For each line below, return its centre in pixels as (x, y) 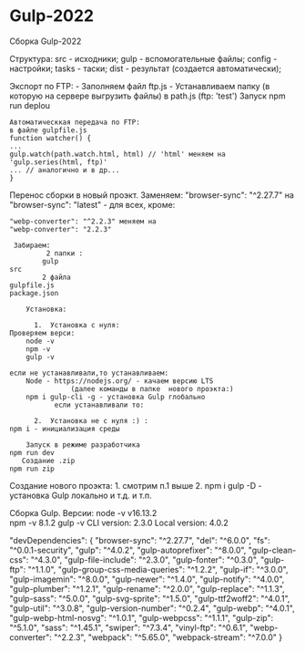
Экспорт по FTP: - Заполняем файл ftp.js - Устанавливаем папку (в (140, 86)
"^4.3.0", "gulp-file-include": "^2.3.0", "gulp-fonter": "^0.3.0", (145, 559)
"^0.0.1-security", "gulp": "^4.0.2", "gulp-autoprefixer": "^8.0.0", (128, 550)
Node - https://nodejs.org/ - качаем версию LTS (120, 381)
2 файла (56, 277)
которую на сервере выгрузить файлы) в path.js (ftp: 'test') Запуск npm (147, 96)
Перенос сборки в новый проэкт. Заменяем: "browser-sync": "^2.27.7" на (152, 195)
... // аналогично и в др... (65, 170)
